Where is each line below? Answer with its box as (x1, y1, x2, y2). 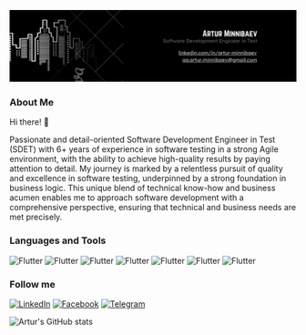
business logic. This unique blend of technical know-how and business (9, 183, 276, 194)
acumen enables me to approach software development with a (9, 192, 244, 203)
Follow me (9, 278, 56, 290)
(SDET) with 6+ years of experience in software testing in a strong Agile (9, 144, 280, 155)
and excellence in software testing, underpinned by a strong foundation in (9, 173, 287, 184)
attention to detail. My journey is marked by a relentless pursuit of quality (9, 163, 284, 174)
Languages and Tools (9, 234, 107, 247)
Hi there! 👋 (9, 117, 50, 127)
